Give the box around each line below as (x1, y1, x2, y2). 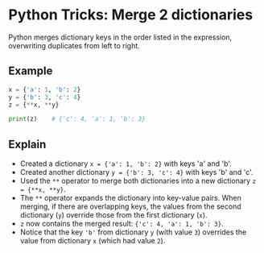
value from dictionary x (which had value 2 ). (19, 236, 166, 246)
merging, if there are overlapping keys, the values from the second (19, 201, 241, 211)
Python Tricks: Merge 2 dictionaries (8, 6, 254, 24)
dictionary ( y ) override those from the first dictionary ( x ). (19, 210, 208, 220)
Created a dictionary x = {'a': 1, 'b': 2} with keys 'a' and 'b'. (19, 159, 232, 168)
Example (8, 64, 53, 78)
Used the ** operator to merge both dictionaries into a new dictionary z (19, 176, 256, 186)
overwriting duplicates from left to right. (8, 40, 141, 50)
